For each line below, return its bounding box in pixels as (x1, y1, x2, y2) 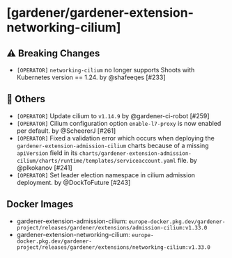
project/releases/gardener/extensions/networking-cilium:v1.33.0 (16, 243, 210, 251)
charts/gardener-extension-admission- (79, 150, 192, 157)
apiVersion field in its (16, 148, 78, 157)
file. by (177, 156, 198, 164)
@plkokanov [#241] (16, 163, 72, 172)
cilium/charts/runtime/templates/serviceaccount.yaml (16, 157, 176, 164)
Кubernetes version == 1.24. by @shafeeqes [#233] (16, 73, 166, 81)
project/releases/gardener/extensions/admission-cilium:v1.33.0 (16, 224, 208, 231)
